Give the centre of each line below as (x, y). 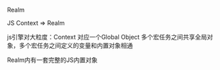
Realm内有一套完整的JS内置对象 (52, 60)
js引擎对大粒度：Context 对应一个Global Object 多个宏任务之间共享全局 (107, 37)
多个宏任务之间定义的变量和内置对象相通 (76, 46)
